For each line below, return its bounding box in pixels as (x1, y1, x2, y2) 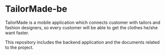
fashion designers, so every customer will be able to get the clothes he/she (5, 24, 158, 30)
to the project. (5, 44, 33, 50)
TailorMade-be (5, 3, 67, 15)
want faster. (5, 30, 30, 36)
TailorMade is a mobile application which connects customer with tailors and (5, 19, 161, 25)
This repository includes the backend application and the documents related (5, 39, 160, 45)
